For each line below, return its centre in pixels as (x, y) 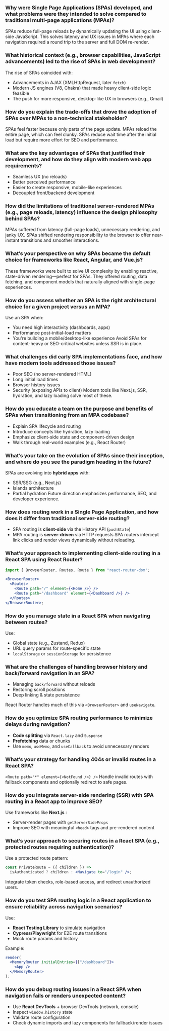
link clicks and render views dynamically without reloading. (74, 540)
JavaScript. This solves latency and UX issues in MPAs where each (85, 36)
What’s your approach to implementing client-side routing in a (83, 553)
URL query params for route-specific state (57, 648)
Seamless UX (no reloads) (40, 177)
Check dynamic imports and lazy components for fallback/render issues (88, 1023)
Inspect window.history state (43, 1012)
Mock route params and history (45, 938)
